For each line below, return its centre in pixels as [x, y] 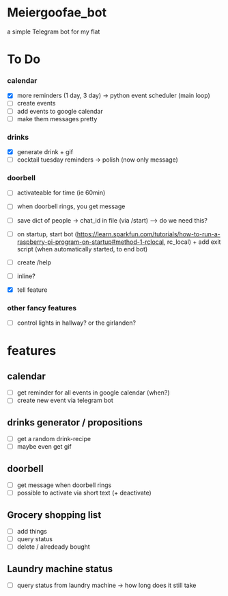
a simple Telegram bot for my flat [54, 32]
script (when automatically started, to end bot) [82, 249]
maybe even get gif [44, 447]
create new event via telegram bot [65, 400]
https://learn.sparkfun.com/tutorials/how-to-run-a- [148, 234]
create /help [34, 262]
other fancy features [42, 308]
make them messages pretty [57, 119]
